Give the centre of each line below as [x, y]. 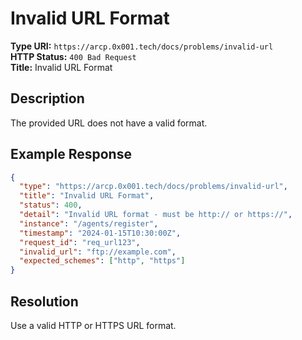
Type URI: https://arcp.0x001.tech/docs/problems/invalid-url [142, 46]
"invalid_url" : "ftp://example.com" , [98, 252]
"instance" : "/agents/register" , [89, 223]
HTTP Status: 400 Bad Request [73, 56]
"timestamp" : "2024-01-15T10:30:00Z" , [100, 233]
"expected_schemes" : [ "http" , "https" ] [102, 261]
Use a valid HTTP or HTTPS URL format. [93, 325]
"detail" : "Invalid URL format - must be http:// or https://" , [156, 215]
